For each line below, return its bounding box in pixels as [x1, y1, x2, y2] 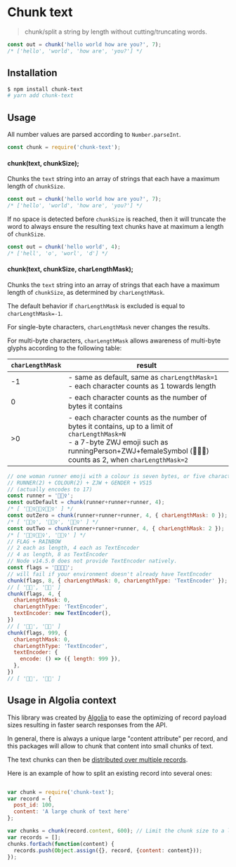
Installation [7, 67, 58, 79]
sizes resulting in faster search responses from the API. [7, 720, 168, 729]
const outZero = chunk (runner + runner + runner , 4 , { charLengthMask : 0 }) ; [7, 512, 228, 519]
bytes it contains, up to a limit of [67, 421, 173, 431]
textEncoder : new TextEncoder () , [13, 610, 112, 617]
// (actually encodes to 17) [7, 486, 93, 493]
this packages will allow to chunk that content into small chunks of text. [7, 741, 214, 750]
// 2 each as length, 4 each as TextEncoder [7, 545, 140, 552]
